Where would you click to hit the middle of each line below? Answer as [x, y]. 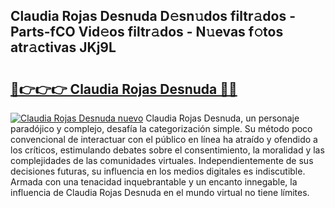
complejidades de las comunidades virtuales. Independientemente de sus [162, 160]
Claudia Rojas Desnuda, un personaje [222, 118]
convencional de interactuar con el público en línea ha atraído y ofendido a [164, 139]
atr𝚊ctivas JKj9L [63, 47]
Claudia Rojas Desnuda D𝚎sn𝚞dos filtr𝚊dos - [153, 16]
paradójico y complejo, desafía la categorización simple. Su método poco [161, 128]
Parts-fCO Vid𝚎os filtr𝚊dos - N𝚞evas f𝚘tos [147, 32]
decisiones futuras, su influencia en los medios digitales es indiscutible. [158, 171]
